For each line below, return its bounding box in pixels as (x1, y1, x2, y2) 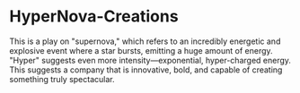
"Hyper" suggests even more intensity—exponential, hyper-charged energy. (9, 55, 292, 65)
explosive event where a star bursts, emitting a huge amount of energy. (9, 45, 273, 55)
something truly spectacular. (9, 73, 115, 84)
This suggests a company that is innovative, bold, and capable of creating (9, 64, 283, 75)
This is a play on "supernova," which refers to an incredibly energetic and (9, 36, 281, 46)
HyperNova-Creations (9, 6, 179, 27)
